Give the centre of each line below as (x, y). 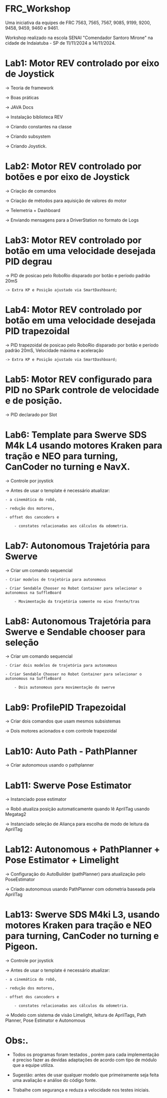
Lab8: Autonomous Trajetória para (78, 621)
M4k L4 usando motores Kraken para (84, 445)
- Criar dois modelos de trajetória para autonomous (61, 666)
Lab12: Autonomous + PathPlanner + (83, 850)
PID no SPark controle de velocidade (82, 390)
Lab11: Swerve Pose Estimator (68, 785)
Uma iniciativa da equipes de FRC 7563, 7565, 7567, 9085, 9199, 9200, (78, 23)
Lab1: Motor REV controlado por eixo (82, 63)
